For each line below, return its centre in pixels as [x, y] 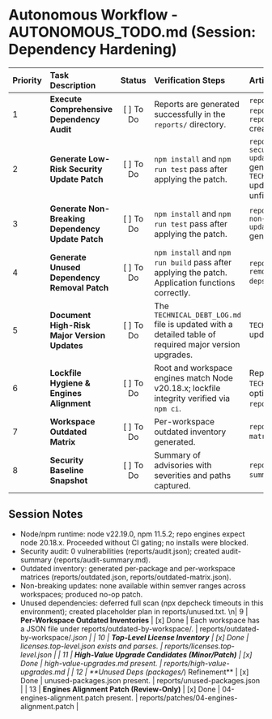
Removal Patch [79, 287]
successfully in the [189, 114]
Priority [27, 80]
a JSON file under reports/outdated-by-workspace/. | [109, 629]
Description [73, 85]
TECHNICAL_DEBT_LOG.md [197, 315]
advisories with [183, 465]
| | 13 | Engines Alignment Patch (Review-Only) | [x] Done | [120, 689]
